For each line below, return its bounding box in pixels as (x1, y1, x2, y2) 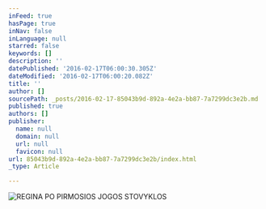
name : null (15, 125, 53, 133)
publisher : (8, 117, 45, 126)
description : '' (8, 58, 63, 66)
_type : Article (8, 163, 60, 171)
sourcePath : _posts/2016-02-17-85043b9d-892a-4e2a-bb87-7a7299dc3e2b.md (8, 95, 259, 103)
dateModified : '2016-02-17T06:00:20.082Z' (8, 72, 154, 80)
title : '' (8, 79, 42, 87)
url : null (15, 139, 49, 148)
